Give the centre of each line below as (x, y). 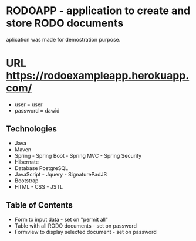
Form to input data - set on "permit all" (61, 219)
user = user (28, 104)
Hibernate (27, 162)
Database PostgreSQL (41, 168)
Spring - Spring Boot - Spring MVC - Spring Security (78, 155)
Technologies (32, 129)
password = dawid (37, 110)
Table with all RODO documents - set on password (75, 225)
